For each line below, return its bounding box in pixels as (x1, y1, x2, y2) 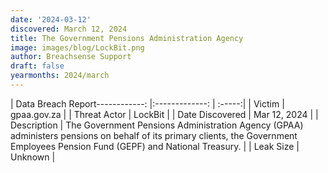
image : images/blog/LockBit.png (10, 42, 145, 53)
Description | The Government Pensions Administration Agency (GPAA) (10, 119, 304, 131)
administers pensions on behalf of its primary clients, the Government (10, 129, 298, 141)
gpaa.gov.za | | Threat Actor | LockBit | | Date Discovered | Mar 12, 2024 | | (10, 108, 319, 120)
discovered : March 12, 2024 (10, 24, 128, 34)
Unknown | (10, 151, 56, 163)
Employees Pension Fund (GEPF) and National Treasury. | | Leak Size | (10, 140, 300, 152)
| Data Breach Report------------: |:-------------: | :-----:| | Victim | (10, 97, 285, 110)
